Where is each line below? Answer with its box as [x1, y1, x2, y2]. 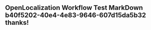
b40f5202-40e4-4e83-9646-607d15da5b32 [5, 11, 146, 20]
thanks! [5, 19, 29, 27]
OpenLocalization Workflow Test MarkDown [5, 4, 143, 12]
